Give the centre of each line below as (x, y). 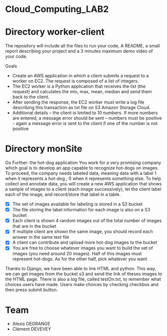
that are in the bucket (34, 226)
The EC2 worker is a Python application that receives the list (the (79, 86)
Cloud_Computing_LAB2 (57, 9)
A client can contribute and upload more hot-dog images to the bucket (85, 242)
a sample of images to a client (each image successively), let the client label (83, 189)
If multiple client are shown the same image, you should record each (83, 232)
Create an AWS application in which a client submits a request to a (81, 76)
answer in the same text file (41, 237)
